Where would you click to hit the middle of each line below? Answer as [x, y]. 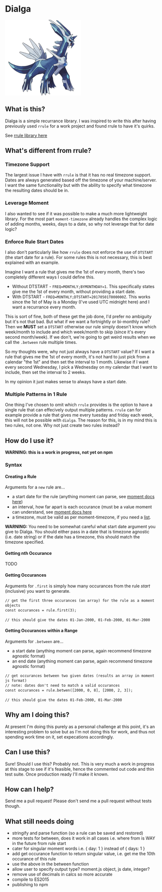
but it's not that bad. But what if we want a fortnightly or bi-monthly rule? [78, 322]
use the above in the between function [50, 864]
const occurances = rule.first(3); [41, 610]
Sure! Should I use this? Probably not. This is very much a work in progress [80, 764]
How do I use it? [29, 441]
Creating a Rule [21, 476]
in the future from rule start [39, 843]
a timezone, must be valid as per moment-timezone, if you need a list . [81, 517]
